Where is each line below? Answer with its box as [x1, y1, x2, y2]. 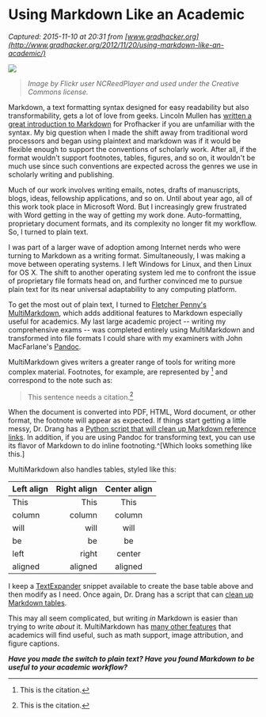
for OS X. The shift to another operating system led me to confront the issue [8, 267, 256, 277]
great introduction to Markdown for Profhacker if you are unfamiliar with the [8, 119, 255, 128]
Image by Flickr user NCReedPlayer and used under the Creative [27, 78, 240, 88]
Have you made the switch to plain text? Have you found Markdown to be [8, 654, 255, 664]
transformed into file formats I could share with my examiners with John [8, 333, 243, 343]
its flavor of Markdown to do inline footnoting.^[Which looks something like [8, 441, 253, 450]
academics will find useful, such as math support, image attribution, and [8, 631, 244, 640]
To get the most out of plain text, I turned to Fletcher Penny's [8, 299, 207, 309]
